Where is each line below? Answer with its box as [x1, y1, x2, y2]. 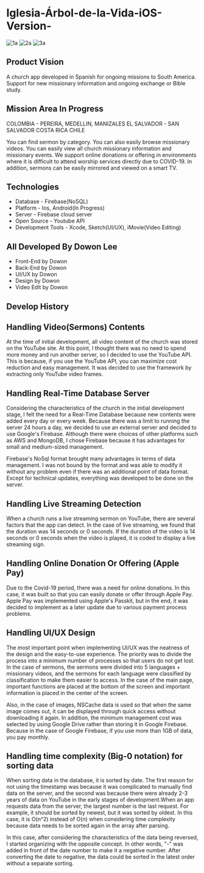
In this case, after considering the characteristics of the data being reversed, [6, 834, 199, 841]
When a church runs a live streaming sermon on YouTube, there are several [6, 515, 195, 522]
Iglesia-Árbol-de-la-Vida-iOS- [6, 6, 163, 20]
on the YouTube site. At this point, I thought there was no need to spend [6, 344, 186, 352]
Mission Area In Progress [6, 104, 104, 114]
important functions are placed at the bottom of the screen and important [6, 683, 191, 690]
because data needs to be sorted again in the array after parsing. [6, 822, 170, 829]
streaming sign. [6, 541, 46, 548]
